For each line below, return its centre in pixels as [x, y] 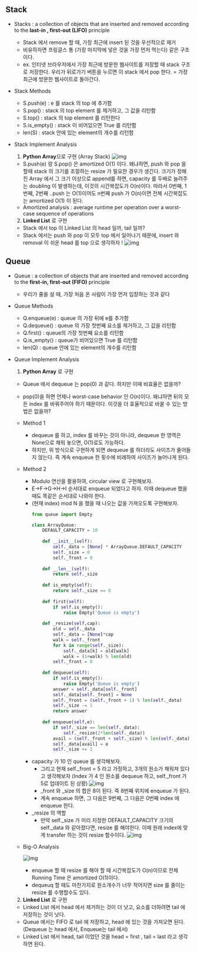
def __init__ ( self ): [68, 541]
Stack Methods [32, 91]
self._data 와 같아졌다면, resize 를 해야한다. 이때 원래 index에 [111, 828]
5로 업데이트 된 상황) [64, 783]
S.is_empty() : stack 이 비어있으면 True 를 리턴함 [79, 125]
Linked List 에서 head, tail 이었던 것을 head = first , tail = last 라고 [100, 937]
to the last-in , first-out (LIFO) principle [62, 30]
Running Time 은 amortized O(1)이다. [76, 878]
